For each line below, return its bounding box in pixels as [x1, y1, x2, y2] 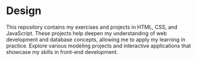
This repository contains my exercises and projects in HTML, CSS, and [6, 23, 178, 30]
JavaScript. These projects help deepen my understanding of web [6, 29, 167, 36]
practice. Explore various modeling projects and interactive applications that [6, 42, 191, 49]
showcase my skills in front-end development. [6, 48, 118, 55]
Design [6, 4, 42, 18]
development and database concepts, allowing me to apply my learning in [6, 36, 186, 43]
